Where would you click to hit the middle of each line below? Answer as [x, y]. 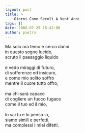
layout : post [18, 10]
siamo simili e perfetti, [28, 120]
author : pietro [21, 33]
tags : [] [14, 23]
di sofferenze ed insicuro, [31, 73]
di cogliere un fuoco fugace [33, 99]
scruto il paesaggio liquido [32, 57]
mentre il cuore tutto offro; [32, 83]
